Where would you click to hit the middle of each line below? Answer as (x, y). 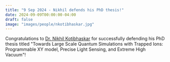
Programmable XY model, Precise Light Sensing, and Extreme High (76, 49)
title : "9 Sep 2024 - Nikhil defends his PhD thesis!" (65, 10)
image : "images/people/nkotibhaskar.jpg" (50, 24)
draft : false (19, 19)
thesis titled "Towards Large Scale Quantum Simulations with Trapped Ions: (84, 44)
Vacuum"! (16, 55)
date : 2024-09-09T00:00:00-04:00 (41, 15)
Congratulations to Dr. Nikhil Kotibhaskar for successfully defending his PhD (85, 39)
